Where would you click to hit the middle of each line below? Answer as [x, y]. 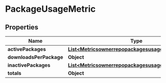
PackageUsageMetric [50, 9]
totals [15, 73]
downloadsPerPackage [35, 57]
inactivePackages [29, 65]
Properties [22, 27]
